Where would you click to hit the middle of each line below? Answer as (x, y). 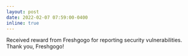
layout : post (23, 12)
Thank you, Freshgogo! (35, 46)
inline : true (23, 23)
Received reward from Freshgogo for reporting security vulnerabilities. (94, 40)
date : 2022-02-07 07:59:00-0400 (47, 17)
